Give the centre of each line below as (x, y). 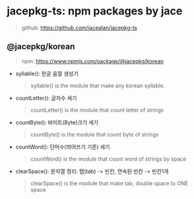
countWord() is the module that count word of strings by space (108, 159)
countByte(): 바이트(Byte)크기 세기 (57, 122)
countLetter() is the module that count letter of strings (97, 110)
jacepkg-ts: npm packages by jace (95, 11)
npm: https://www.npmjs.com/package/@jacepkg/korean (92, 61)
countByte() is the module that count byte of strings (94, 134)
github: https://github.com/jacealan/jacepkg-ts (79, 28)
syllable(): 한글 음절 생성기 (47, 73)
